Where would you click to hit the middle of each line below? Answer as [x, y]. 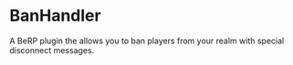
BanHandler [56, 16]
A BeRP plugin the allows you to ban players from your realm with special [147, 41]
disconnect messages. [52, 50]
